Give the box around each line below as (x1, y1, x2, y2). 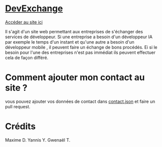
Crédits (5, 121, 36, 132)
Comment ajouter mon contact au (5, 72, 145, 83)
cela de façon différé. (5, 54, 49, 60)
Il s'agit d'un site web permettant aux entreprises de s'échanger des (5, 28, 143, 34)
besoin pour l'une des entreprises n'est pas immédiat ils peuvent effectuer (5, 49, 156, 55)
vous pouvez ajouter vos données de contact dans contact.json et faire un (5, 98, 156, 104)
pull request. (5, 103, 30, 109)
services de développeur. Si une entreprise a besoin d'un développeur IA (5, 34, 153, 40)
